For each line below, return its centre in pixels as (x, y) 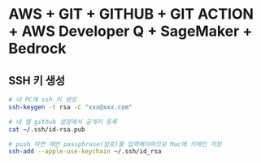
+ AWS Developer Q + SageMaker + (130, 31)
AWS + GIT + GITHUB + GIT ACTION (131, 14)
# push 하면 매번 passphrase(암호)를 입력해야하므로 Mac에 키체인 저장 (115, 144)
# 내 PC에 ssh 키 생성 (43, 100)
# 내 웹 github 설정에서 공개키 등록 (63, 122)
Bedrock (37, 49)
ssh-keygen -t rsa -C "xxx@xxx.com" (70, 107)
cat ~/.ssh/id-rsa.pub (47, 129)
